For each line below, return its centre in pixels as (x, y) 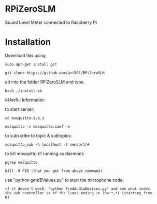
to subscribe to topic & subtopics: (38, 136)
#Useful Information (25, 100)
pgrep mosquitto (21, 162)
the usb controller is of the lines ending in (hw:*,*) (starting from (78, 193)
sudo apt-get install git (31, 64)
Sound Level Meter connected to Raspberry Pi (51, 22)
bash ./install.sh (23, 91)
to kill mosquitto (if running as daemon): (45, 153)
